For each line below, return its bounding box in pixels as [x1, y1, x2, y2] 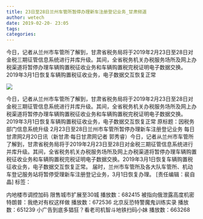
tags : [6, 25, 20, 32]
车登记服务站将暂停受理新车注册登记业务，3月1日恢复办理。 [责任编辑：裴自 [6, 171, 195, 178]
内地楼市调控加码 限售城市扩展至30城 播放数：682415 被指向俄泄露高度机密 [6, 191, 195, 198]
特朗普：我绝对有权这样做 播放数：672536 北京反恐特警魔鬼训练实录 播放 [6, 198, 189, 206]
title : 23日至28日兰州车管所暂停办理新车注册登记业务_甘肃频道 [6, 8, 147, 15]
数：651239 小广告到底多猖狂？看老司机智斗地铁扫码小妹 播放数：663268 [6, 206, 190, 214]
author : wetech [6, 14, 45, 21]
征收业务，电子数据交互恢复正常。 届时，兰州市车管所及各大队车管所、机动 [6, 163, 193, 171]
